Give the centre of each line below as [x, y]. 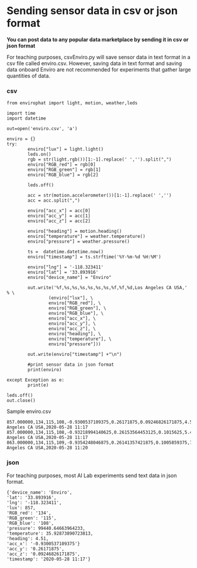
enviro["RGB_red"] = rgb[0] [62, 165]
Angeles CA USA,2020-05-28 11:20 [47, 448]
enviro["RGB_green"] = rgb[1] [64, 170]
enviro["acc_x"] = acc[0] [59, 211]
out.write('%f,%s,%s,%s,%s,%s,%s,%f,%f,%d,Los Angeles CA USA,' [108, 288]
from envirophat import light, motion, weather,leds [72, 103]
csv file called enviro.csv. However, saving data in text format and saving [94, 63]
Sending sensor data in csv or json [92, 11]
